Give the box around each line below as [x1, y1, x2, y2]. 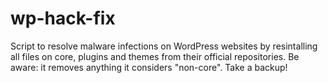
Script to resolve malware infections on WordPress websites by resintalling [10, 40, 318, 52]
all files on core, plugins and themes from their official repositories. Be [10, 50, 300, 62]
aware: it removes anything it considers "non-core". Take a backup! [10, 61, 288, 73]
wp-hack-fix [10, 7, 116, 30]
